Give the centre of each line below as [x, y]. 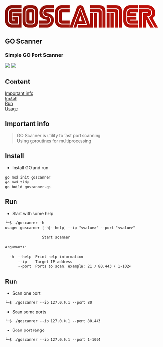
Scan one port [26, 293]
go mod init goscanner [28, 177]
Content [18, 81]
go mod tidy [17, 182]
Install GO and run [30, 167]
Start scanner [56, 238]
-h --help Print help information [46, 257]
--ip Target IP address [45, 262]
